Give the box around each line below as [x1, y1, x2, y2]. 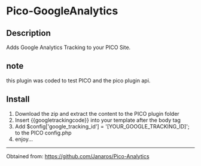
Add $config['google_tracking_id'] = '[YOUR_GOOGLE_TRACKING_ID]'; [14, 122, 190, 130]
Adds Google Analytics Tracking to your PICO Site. [6, 44, 131, 51]
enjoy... [14, 136, 33, 143]
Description [6, 28, 51, 38]
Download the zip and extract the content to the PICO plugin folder [14, 110, 179, 117]
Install [6, 94, 30, 104]
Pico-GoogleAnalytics [6, 4, 118, 18]
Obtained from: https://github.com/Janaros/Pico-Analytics [6, 152, 150, 159]
